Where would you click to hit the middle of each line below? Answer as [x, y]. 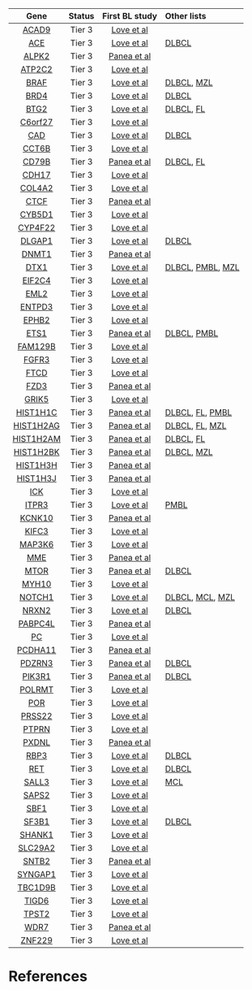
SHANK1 [37, 834]
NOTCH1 [36, 597]
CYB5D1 [37, 214]
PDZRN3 [36, 663]
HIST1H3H [37, 465]
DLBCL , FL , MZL [196, 426]
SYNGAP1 [37, 874]
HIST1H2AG [37, 426]
